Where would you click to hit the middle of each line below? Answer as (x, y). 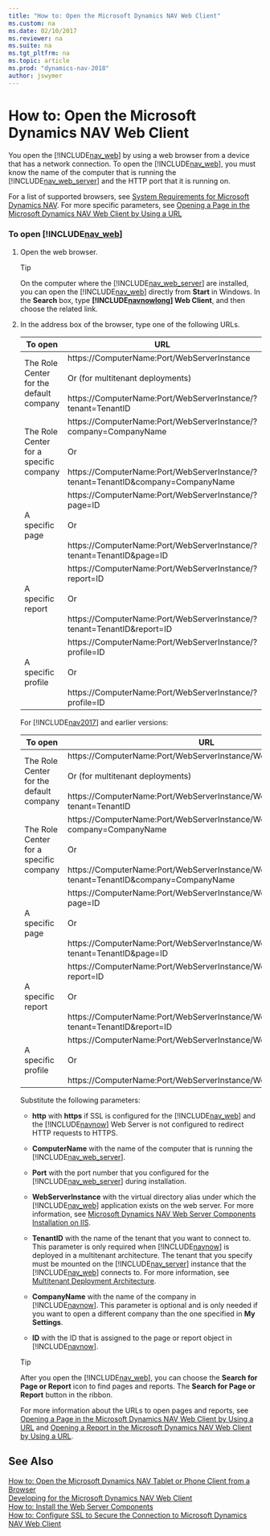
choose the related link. (59, 309)
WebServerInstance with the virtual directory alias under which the (144, 1197)
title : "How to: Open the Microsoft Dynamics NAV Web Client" (115, 16)
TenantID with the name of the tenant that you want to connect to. (141, 1238)
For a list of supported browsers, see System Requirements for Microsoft (129, 196)
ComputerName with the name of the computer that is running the (142, 1148)
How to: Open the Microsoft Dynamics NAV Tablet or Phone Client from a (129, 1480)
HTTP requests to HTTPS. (75, 1132)
